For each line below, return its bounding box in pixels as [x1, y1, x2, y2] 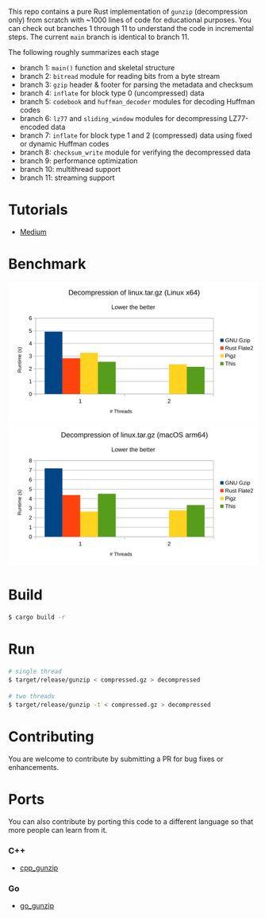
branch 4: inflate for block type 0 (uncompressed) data [19, 88, 205, 98]
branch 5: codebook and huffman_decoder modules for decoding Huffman [19, 97, 255, 106]
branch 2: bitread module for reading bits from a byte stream [19, 72, 221, 80]
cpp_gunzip [19, 863, 59, 873]
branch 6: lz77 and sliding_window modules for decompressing [19, 114, 228, 123]
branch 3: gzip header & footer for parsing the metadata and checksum [19, 80, 254, 89]
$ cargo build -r [8, 613, 66, 621]
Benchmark [8, 255, 86, 273]
